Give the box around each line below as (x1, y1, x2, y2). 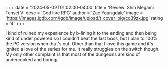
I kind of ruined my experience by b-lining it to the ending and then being (5, 30, 157, 36)
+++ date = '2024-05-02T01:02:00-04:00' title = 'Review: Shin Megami (5, 5, 154, 10)
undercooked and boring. (5, 57, 58, 62)
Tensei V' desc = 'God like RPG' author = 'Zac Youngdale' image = (5, 10, 143, 16)
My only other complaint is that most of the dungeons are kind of (5, 51, 140, 57)
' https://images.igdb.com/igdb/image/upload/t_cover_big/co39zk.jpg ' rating (5, 15, 163, 21)
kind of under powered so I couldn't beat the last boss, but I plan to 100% (5, 35, 158, 41)
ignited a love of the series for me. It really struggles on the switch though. (5, 46, 160, 52)
